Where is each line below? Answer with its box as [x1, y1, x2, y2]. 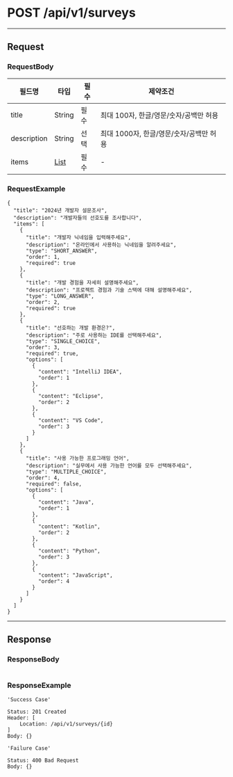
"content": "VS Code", [37, 417, 104, 424]
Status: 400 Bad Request [7, 757, 79, 764]
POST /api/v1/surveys [7, 5, 137, 21]
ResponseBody [7, 655, 60, 664]
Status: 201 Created [7, 708, 67, 715]
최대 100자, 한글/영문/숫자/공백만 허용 [100, 110, 218, 120]
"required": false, [25, 480, 82, 488]
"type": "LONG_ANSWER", [25, 292, 95, 300]
